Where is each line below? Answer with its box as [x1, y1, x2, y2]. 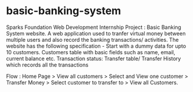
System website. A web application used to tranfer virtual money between [6, 29, 186, 37]
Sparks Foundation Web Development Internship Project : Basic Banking [6, 24, 182, 31]
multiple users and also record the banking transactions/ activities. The [6, 36, 179, 43]
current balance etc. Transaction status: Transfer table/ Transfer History [6, 55, 181, 62]
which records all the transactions [6, 61, 89, 68]
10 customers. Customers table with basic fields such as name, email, [6, 48, 176, 55]
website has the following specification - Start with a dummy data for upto [6, 42, 187, 50]
